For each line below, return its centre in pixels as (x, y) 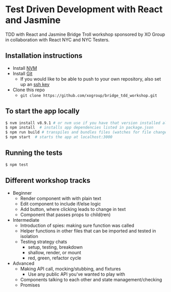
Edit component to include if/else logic (61, 204)
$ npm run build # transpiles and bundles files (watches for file (78, 132)
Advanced (23, 263)
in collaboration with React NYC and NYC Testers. (58, 40)
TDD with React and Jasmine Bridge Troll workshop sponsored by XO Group (85, 34)
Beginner (22, 193)
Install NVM (25, 68)
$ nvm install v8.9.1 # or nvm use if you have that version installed (83, 123)
